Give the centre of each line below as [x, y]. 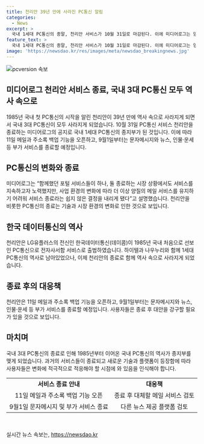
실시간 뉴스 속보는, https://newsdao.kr [52, 434]
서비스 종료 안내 [59, 384]
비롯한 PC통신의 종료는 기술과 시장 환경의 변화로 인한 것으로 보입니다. [88, 206]
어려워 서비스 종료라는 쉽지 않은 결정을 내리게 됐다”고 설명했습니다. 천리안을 [101, 198]
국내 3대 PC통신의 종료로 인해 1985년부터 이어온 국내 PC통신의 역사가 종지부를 [99, 353]
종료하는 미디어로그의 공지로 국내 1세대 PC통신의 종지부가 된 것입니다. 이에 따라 [99, 132]
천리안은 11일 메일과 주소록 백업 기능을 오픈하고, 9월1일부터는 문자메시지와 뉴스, [99, 302]
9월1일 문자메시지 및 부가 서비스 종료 [59, 407]
